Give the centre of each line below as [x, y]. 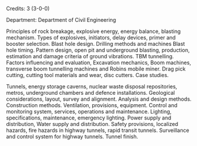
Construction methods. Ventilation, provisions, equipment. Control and [92, 105]
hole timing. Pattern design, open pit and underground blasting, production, [98, 50]
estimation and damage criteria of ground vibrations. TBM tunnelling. [90, 56]
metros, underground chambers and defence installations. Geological [91, 93]
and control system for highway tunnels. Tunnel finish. [72, 137]
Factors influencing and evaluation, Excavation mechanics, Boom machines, [98, 62]
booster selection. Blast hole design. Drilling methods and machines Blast [96, 44]
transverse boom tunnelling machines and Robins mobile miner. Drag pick [96, 69]
